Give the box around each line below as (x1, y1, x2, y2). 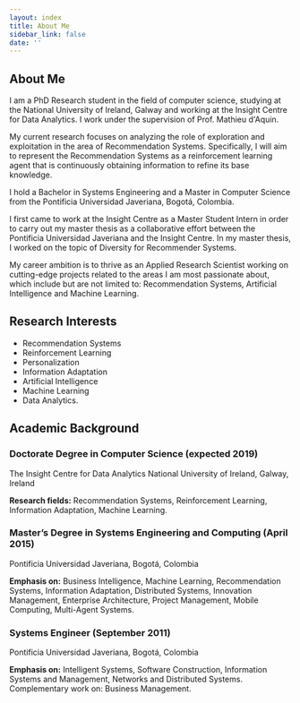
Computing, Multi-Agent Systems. (9, 604, 134, 614)
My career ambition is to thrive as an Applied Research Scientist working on (9, 260, 289, 270)
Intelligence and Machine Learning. (9, 288, 140, 299)
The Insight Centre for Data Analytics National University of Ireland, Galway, (9, 467, 289, 479)
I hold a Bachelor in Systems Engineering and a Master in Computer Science (9, 187, 291, 198)
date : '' (9, 38, 42, 47)
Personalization (21, 356, 81, 367)
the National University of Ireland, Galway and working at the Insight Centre (9, 105, 288, 116)
